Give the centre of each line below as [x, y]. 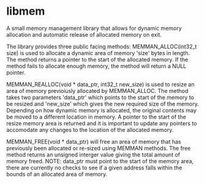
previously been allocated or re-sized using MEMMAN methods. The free [99, 148]
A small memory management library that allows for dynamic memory [94, 28]
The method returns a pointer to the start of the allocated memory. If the [97, 59]
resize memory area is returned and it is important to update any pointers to [102, 123]
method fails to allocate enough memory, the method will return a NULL [96, 66]
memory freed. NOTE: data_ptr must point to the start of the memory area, [100, 161]
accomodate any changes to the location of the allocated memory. [90, 130]
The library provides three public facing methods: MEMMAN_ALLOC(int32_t [102, 46]
